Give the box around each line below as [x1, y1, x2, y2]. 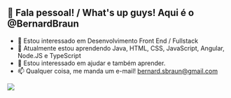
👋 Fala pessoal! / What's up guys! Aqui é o [7, 7, 195, 19]
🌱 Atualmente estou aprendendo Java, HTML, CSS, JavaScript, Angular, [17, 43, 225, 52]
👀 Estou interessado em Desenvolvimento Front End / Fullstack [17, 36, 198, 45]
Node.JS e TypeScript [17, 51, 82, 59]
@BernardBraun [7, 18, 79, 30]
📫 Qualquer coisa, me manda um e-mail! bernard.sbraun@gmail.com [17, 66, 218, 75]
